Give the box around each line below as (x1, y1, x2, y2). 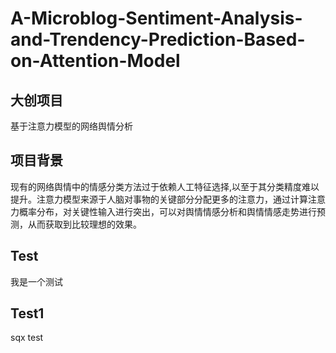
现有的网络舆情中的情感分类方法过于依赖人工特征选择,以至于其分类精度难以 (10, 180, 320, 192)
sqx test (10, 332, 44, 344)
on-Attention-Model (10, 50, 181, 72)
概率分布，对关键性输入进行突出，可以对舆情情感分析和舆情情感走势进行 (18, 205, 317, 217)
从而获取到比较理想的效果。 (27, 218, 142, 230)
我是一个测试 (10, 275, 63, 287)
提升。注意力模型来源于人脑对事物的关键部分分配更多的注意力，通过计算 (10, 193, 308, 205)
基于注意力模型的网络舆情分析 (10, 120, 133, 132)
